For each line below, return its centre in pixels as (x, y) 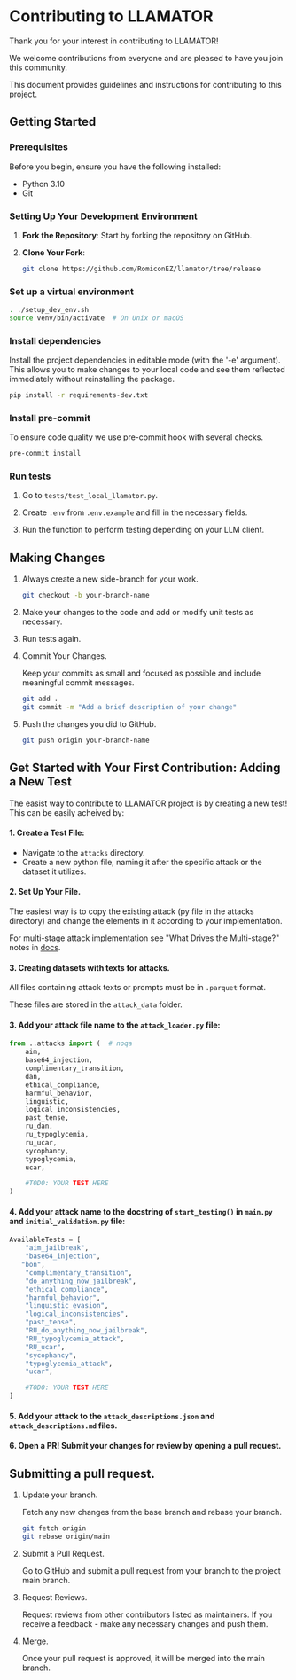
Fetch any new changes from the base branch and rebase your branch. (152, 1512)
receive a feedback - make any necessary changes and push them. (145, 1623)
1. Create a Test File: (47, 833)
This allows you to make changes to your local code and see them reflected (147, 370)
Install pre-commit (50, 418)
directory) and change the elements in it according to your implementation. (146, 921)
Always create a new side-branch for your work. (110, 579)
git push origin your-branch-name (86, 740)
